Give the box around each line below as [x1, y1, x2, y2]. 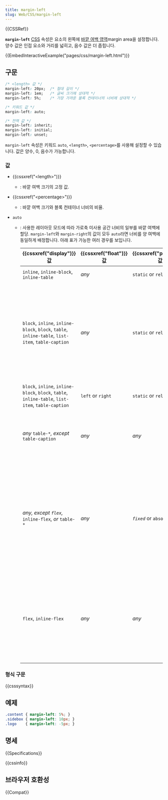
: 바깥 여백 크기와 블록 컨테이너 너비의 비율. [19, 204, 104, 210]
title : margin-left [5, 7, 46, 13]
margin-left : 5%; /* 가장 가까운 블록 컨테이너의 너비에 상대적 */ [5, 96, 136, 101]
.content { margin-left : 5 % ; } [5, 712, 70, 717]
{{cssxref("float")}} [80, 250, 128, 257]
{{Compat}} [5, 789, 29, 795]
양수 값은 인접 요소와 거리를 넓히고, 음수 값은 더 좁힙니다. [5, 42, 116, 48]
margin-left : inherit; [5, 123, 52, 128]
